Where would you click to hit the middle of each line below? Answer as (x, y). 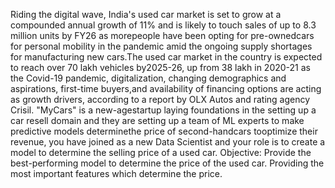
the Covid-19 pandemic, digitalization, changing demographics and (148, 78)
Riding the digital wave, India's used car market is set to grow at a (146, 14)
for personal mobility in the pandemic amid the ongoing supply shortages (161, 46)
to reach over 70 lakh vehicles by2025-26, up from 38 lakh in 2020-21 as (160, 67)
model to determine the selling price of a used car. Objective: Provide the (161, 152)
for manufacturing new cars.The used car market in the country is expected (166, 57)
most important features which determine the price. (116, 173)
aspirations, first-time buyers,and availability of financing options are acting (166, 88)
